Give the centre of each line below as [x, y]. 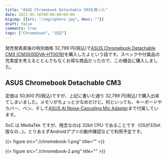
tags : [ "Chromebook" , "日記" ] [36, 33]
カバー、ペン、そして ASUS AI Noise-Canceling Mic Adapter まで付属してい [82, 108]
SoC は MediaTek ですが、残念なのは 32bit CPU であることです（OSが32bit [83, 125]
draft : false [19, 24]
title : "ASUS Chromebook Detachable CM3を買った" [56, 10]
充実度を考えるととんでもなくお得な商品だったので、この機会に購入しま [79, 60]
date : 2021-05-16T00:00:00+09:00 [40, 15]
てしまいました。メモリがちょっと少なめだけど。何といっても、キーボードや [84, 102]
